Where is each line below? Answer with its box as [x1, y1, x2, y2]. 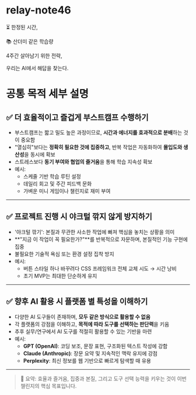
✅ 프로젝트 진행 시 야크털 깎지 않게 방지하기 [6, 212, 153, 222]
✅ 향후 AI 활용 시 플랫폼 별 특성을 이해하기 [6, 297, 148, 307]
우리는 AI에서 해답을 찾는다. [6, 64, 69, 71]
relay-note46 [6, 4, 71, 17]
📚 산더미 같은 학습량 [6, 37, 54, 44]
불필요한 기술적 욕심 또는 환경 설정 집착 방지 [14, 250, 115, 257]
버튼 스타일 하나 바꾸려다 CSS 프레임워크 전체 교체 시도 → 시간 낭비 [23, 265, 177, 272]
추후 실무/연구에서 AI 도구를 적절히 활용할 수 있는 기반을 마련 [14, 328, 152, 335]
